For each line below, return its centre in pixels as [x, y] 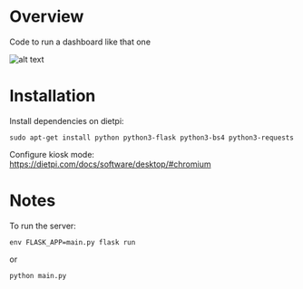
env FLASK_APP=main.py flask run [73, 242]
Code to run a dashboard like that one [80, 42]
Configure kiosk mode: [52, 154]
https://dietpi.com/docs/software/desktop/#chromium [110, 164]
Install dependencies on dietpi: [67, 120]
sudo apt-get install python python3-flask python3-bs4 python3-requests [152, 138]
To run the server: [43, 226]
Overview [47, 17]
